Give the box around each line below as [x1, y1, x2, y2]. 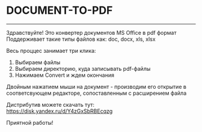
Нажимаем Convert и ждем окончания [14, 71, 114, 79]
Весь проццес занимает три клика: [6, 47, 96, 54]
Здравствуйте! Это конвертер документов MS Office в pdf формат [6, 29, 177, 36]
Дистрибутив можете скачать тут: [6, 101, 95, 108]
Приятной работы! [6, 119, 54, 126]
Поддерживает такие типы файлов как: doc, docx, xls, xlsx [6, 35, 156, 43]
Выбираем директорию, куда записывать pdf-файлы [14, 65, 151, 72]
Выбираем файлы [14, 58, 61, 66]
